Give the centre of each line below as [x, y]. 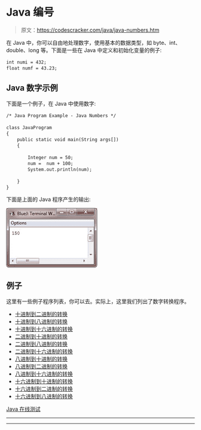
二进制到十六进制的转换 [44, 351]
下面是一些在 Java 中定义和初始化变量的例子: [106, 50]
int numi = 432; [26, 62]
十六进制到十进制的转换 [44, 381]
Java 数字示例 [32, 88]
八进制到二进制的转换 [41, 366]
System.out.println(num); [60, 169]
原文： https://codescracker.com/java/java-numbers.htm [90, 30]
